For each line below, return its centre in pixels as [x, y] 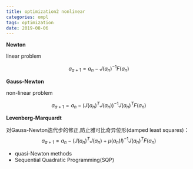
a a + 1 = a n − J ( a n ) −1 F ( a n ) [99, 69]
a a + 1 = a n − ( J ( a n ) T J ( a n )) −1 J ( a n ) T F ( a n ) [99, 105]
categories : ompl [27, 17]
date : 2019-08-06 [27, 28]
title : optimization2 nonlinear [46, 11]
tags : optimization [30, 22]
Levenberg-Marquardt [34, 118]
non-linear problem [29, 92]
